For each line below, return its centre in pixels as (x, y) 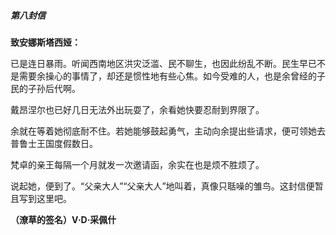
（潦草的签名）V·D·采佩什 (63, 219)
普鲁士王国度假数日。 (54, 143)
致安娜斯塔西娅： (45, 42)
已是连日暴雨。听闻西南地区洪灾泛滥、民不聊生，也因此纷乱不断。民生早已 (163, 63)
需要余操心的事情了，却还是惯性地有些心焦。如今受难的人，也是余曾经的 (167, 76)
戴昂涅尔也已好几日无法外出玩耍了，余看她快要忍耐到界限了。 (137, 109)
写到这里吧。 (45, 198)
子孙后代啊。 (54, 88)
